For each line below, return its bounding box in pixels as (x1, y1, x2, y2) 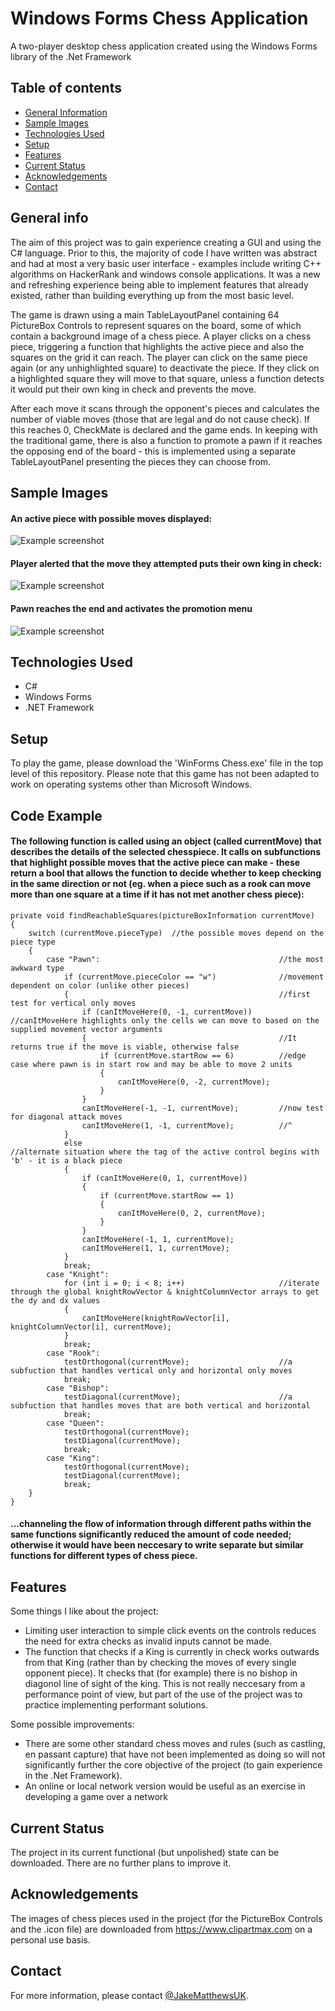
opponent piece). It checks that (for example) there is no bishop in (24, 1667, 298, 1679)
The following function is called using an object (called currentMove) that (10, 835, 322, 847)
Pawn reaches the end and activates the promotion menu (10, 602, 253, 614)
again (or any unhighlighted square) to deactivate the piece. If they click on (10, 362, 320, 374)
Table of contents (10, 80, 122, 97)
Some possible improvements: (10, 1718, 135, 1731)
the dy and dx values (10, 1295, 101, 1306)
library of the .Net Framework (10, 50, 132, 62)
